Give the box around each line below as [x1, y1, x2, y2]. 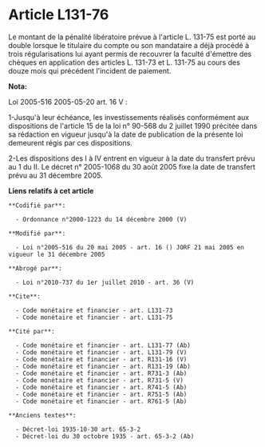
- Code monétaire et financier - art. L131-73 [15, 306, 173, 314]
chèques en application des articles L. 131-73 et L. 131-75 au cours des [8, 58, 241, 67]
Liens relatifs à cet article [8, 186, 94, 195]
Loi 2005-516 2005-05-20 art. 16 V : [8, 97, 128, 106]
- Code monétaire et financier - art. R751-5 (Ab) [15, 390, 188, 398]
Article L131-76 [8, 6, 109, 24]
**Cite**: [8, 292, 42, 301]
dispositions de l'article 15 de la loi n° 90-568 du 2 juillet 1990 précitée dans [8, 121, 258, 130]
